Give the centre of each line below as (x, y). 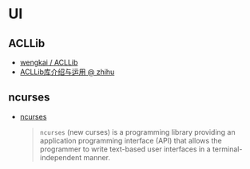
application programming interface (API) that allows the (131, 140)
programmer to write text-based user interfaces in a (125, 149)
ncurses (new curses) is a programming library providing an (137, 132)
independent (61, 157)
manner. (97, 157)
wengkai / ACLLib (49, 62)
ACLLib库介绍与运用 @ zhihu (67, 72)
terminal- (227, 149)
